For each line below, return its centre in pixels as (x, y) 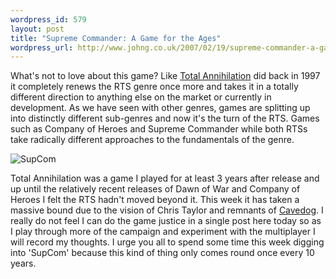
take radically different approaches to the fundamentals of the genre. (152, 140)
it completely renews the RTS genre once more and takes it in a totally (154, 87)
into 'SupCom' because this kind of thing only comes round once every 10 (162, 253)
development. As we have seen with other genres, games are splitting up (160, 108)
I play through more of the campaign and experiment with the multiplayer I (163, 232)
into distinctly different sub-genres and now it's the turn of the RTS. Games (165, 118)
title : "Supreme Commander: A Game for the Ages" (116, 38)
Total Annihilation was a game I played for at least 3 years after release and (165, 178)
